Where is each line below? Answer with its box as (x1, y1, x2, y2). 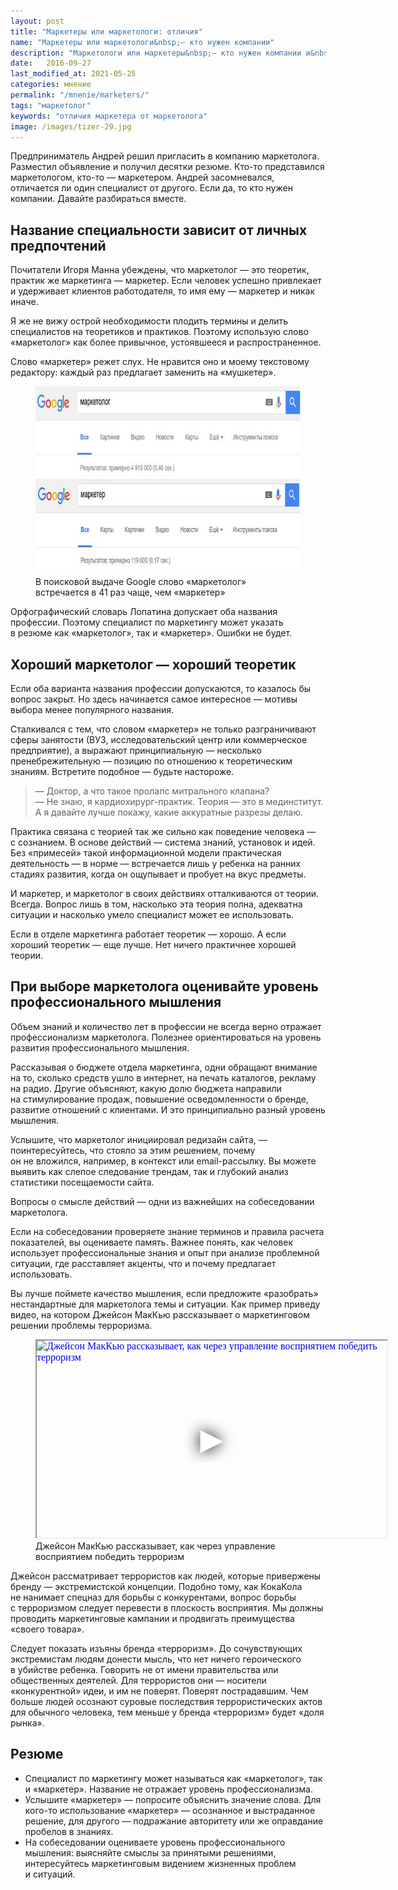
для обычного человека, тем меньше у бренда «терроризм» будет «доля (10, 1706, 325, 1718)
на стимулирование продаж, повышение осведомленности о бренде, (10, 1093, 309, 1105)
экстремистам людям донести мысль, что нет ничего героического (10, 1653, 302, 1665)
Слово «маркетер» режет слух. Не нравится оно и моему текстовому (10, 356, 310, 368)
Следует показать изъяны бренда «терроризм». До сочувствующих (10, 1642, 303, 1654)
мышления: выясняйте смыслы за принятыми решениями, (24, 1846, 277, 1859)
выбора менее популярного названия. (10, 704, 175, 715)
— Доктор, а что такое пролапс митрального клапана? (34, 785, 270, 797)
